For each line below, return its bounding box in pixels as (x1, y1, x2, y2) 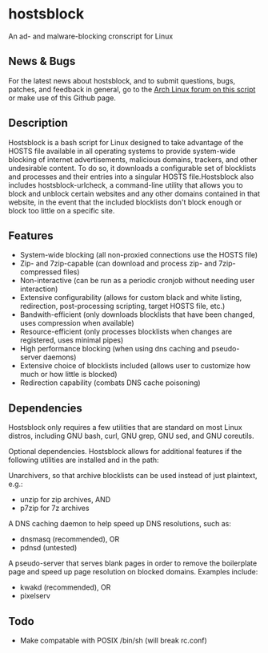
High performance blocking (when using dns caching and (19, 344, 210, 354)
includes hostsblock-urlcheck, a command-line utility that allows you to (8, 180, 243, 189)
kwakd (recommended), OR (19, 582, 111, 592)
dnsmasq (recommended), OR (19, 534, 120, 544)
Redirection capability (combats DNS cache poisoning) (19, 378, 202, 387)
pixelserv (19, 591, 50, 601)
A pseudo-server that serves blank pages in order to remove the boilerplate (8, 558, 258, 568)
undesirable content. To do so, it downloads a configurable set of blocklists (8, 163, 257, 172)
